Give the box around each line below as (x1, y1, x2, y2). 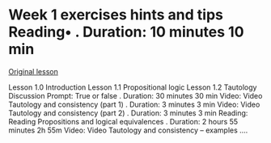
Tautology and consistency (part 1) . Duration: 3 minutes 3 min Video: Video (8, 99, 260, 109)
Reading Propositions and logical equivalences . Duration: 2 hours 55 (8, 116, 239, 126)
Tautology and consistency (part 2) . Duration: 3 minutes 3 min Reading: (8, 107, 248, 118)
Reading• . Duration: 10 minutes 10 (8, 23, 244, 41)
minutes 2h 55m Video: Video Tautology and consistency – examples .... (8, 125, 248, 135)
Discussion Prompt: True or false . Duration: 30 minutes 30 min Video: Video (8, 90, 263, 100)
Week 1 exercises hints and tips (8, 6, 224, 24)
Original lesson (8, 66, 58, 76)
